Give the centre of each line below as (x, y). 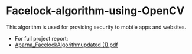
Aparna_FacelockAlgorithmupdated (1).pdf (66, 45)
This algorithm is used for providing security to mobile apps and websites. (96, 27)
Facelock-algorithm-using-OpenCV (95, 11)
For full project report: (41, 38)
